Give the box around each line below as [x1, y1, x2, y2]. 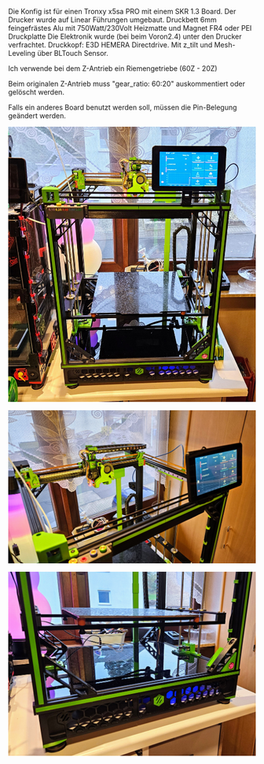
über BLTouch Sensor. [37, 49, 108, 57]
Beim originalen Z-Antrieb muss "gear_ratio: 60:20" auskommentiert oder [8, 79, 246, 88]
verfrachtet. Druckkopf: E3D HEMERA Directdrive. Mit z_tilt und [8, 40, 213, 50]
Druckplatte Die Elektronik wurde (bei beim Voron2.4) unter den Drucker [8, 32, 242, 41]
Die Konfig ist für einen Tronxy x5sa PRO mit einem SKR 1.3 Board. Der [8, 7, 236, 16]
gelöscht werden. [8, 87, 65, 97]
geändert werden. [8, 111, 67, 121]
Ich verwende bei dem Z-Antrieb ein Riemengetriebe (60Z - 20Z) [8, 64, 218, 73]
